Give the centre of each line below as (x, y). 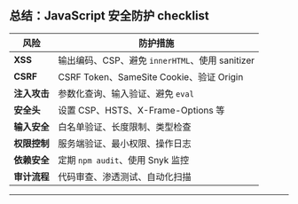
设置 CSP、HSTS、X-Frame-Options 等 (141, 110)
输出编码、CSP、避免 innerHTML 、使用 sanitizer (157, 60)
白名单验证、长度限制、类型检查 (125, 127)
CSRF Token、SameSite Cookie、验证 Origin (151, 76)
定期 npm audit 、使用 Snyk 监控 (123, 160)
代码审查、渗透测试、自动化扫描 (125, 177)
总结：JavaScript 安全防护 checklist (110, 16)
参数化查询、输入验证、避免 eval (126, 93)
